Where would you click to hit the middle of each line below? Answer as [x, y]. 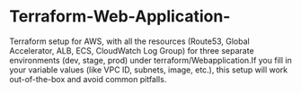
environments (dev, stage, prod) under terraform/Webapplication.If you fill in [150, 60]
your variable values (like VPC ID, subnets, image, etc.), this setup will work [149, 70]
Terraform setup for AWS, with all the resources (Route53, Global [129, 41]
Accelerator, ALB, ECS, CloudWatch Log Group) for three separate [132, 50]
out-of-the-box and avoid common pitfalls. [88, 79]
